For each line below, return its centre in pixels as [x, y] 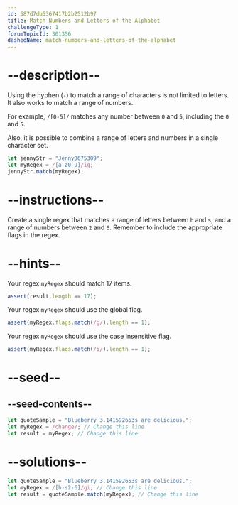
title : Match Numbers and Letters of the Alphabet [84, 21]
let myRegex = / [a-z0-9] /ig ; [50, 165]
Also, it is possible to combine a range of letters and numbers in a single [113, 138]
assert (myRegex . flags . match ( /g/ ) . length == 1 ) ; [79, 323]
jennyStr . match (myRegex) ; [45, 171]
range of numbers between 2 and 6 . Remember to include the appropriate [115, 227]
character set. [28, 146]
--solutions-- [47, 462]
